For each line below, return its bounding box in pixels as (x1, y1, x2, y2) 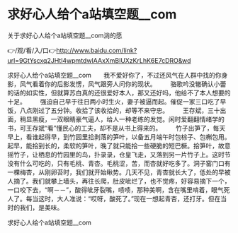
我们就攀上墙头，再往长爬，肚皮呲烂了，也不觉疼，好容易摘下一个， (31, 177, 231, 185)
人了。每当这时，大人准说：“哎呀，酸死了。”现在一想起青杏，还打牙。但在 (7, 194, 221, 203)
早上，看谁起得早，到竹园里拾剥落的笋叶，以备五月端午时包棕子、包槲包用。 (7, 132, 231, 141)
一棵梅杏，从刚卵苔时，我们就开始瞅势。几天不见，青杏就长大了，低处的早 (7, 167, 225, 177)
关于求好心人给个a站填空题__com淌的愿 (7, 31, 123, 40)
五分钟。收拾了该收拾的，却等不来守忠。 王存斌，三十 (50, 106, 220, 114)
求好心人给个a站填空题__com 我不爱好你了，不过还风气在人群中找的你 (7, 71, 222, 79)
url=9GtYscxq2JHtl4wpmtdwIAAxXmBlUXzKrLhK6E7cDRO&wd (7, 56, 191, 64)
